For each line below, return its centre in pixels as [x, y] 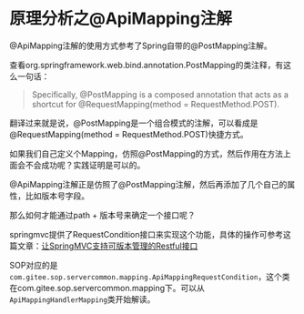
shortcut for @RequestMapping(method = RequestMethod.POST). [156, 104]
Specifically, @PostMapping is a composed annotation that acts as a [160, 94]
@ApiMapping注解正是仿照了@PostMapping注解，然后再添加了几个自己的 [148, 184]
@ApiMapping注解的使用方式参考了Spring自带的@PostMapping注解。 [141, 46]
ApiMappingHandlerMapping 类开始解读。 [82, 299]
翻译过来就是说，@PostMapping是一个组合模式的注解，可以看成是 [134, 123]
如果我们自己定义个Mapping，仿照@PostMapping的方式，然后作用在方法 [147, 153]
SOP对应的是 [34, 265]
